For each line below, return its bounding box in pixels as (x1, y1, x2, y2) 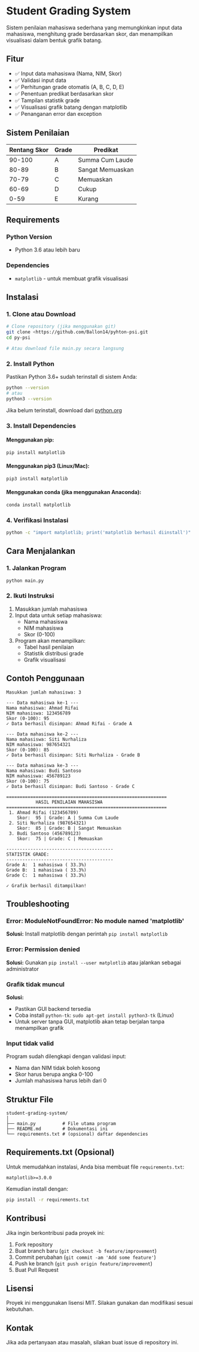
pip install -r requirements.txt (6, 1197, 90, 1203)
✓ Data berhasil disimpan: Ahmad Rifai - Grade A (6, 721, 133, 726)
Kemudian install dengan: (6, 1185, 69, 1192)
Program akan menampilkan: (14, 637, 85, 644)
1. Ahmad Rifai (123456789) (8, 810, 79, 816)
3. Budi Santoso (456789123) (8, 830, 82, 836)
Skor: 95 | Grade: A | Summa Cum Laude (17, 814, 119, 821)
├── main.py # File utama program (6, 1121, 117, 1127)
